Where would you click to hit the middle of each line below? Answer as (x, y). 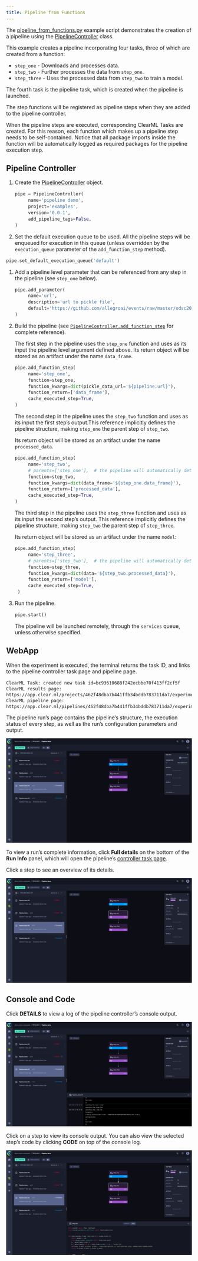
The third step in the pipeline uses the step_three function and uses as (100, 513)
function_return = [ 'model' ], (62, 579)
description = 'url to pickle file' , (72, 302)
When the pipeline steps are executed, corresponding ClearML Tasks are (95, 125)
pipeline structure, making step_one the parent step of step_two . (92, 429)
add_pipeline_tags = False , (60, 219)
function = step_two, (52, 477)
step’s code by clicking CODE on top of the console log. (74, 1142)
